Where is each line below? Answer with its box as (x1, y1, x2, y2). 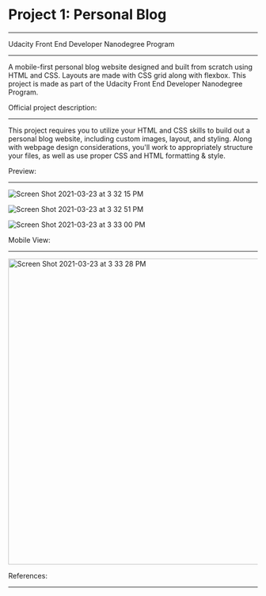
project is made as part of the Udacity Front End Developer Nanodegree (8, 79, 243, 88)
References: (8, 571, 47, 580)
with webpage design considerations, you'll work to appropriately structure (8, 142, 253, 152)
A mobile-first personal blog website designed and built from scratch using (8, 62, 253, 71)
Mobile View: (8, 235, 51, 244)
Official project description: (8, 102, 97, 112)
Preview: (8, 166, 37, 175)
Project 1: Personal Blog (8, 6, 167, 24)
